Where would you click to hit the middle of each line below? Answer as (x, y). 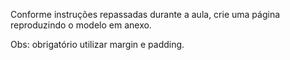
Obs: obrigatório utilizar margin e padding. (97, 44)
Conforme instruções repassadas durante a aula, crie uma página (145, 14)
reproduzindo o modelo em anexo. (81, 25)
